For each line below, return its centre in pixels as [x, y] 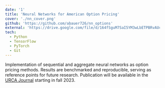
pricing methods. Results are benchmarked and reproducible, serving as [78, 69]
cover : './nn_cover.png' [30, 19]
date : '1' [15, 10]
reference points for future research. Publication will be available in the [77, 75]
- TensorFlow [23, 42]
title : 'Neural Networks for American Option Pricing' [62, 14]
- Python [18, 37]
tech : [11, 32]
